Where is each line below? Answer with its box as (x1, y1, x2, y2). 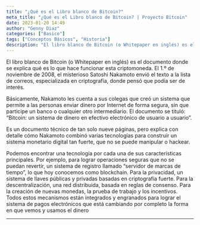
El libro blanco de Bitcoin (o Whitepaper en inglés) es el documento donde (6, 58, 189, 65)
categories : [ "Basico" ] (6, 31, 65, 37)
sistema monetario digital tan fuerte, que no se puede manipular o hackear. (6, 138, 190, 145)
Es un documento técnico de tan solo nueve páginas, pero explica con (6, 126, 179, 133)
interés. (6, 83, 25, 90)
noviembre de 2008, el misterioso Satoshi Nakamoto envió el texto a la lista (6, 71, 191, 78)
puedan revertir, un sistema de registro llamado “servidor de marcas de (6, 162, 181, 170)
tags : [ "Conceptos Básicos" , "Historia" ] (6, 36, 111, 42)
